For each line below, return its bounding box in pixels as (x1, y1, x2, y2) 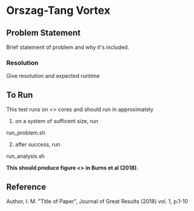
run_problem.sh (6, 129, 45, 136)
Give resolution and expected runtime (6, 72, 100, 80)
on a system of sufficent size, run (15, 118, 99, 125)
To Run (6, 90, 33, 100)
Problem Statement (6, 28, 81, 38)
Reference (6, 181, 47, 192)
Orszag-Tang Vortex (6, 4, 111, 17)
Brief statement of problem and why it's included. (6, 43, 129, 51)
